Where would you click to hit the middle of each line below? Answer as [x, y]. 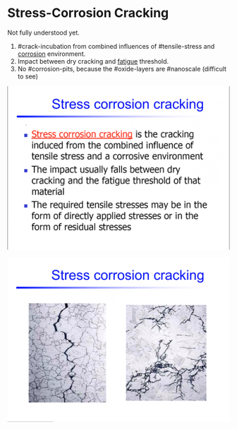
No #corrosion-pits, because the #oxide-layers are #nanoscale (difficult [122, 69]
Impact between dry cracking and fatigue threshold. [93, 61]
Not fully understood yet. [43, 33]
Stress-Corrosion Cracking [88, 13]
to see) [28, 76]
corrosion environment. [51, 54]
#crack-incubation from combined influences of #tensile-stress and [116, 46]
